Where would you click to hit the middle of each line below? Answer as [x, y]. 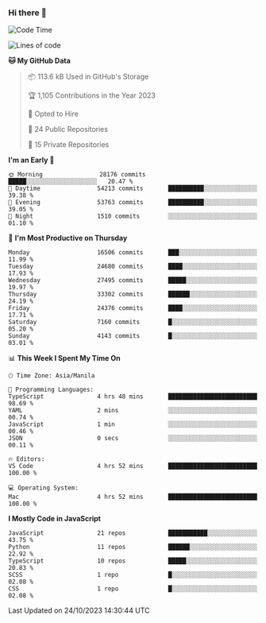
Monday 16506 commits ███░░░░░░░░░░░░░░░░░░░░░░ [133, 253]
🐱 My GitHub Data [40, 61]
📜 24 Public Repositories [68, 130]
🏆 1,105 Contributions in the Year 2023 [92, 95]
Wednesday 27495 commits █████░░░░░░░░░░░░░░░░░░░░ [133, 281]
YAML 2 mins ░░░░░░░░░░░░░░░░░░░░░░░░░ [133, 411]
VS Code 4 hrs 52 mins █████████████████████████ [133, 466]
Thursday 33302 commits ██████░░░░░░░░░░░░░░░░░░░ [133, 294]
